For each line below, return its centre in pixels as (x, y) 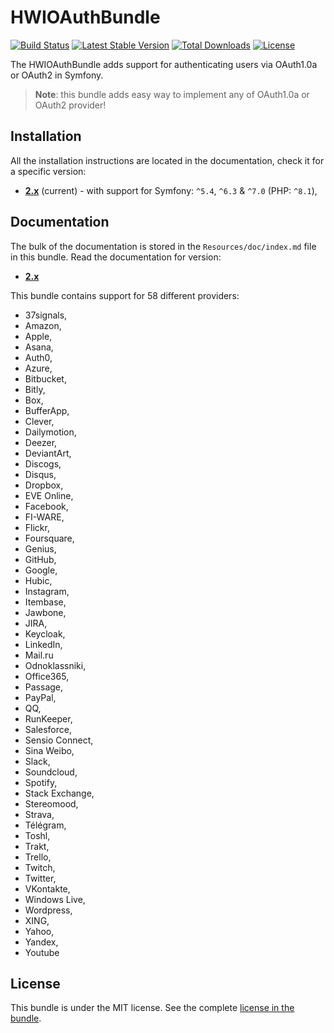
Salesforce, (48, 729)
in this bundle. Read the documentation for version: (116, 257)
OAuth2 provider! (70, 105)
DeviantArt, (48, 453)
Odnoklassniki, (55, 665)
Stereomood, (51, 803)
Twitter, (40, 878)
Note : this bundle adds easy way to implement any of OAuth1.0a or (172, 94)
